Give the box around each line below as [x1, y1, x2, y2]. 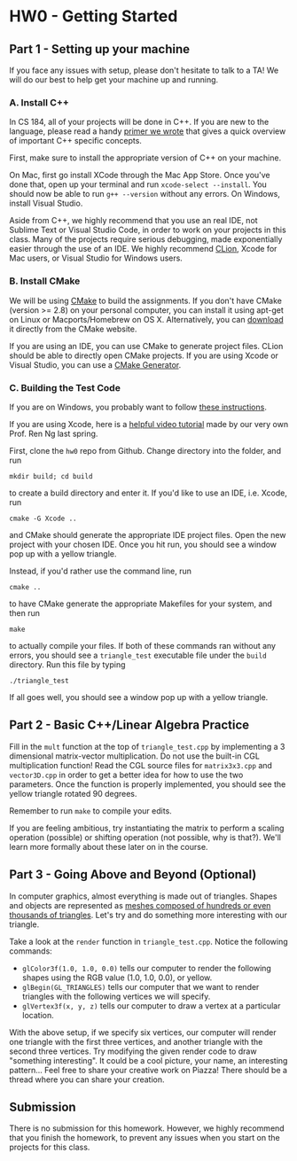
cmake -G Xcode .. [9, 514, 77, 523]
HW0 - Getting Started [9, 6, 178, 27]
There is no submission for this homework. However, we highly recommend [9, 1123, 285, 1134]
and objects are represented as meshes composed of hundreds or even [9, 900, 271, 910]
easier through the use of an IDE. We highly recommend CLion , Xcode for [9, 244, 277, 254]
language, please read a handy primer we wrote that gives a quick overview [9, 126, 286, 136]
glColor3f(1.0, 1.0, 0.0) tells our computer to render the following [21, 962, 272, 973]
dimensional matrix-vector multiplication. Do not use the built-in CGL [9, 751, 260, 761]
